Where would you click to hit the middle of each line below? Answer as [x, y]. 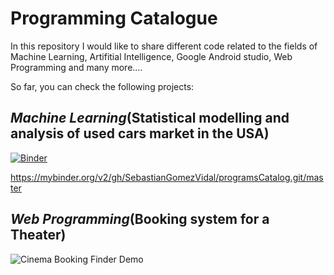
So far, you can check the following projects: [102, 86]
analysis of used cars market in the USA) [140, 133]
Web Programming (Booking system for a [140, 219]
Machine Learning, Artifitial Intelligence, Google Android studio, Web [151, 56]
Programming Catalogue [114, 18]
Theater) [38, 235]
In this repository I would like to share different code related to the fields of [164, 46]
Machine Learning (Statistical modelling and [150, 118]
